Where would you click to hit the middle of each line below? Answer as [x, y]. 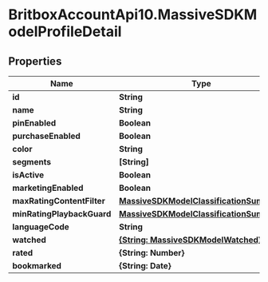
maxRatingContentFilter [59, 201]
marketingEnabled [48, 188]
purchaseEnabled [47, 136]
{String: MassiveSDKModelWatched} [190, 240]
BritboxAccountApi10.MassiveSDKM [133, 15]
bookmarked [37, 266]
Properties [35, 61]
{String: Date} [145, 266]
